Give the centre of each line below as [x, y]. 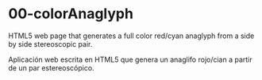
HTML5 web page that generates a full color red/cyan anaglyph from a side [131, 36]
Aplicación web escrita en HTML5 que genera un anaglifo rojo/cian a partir [130, 59]
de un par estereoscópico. [51, 67]
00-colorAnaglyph [71, 14]
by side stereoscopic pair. [50, 44]
